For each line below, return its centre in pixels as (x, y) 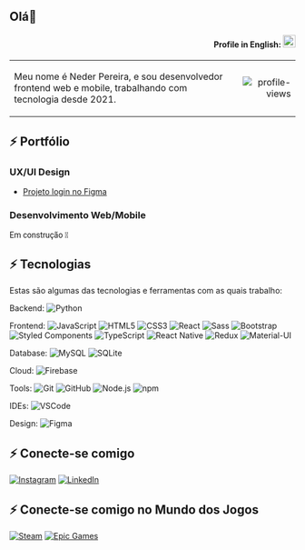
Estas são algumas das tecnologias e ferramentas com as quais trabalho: (146, 291)
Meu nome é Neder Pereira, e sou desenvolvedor (118, 76)
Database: (29, 353)
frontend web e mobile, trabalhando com (101, 87)
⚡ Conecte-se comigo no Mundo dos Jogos (134, 510)
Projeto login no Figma (64, 192)
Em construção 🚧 (39, 235)
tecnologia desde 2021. (65, 99)
